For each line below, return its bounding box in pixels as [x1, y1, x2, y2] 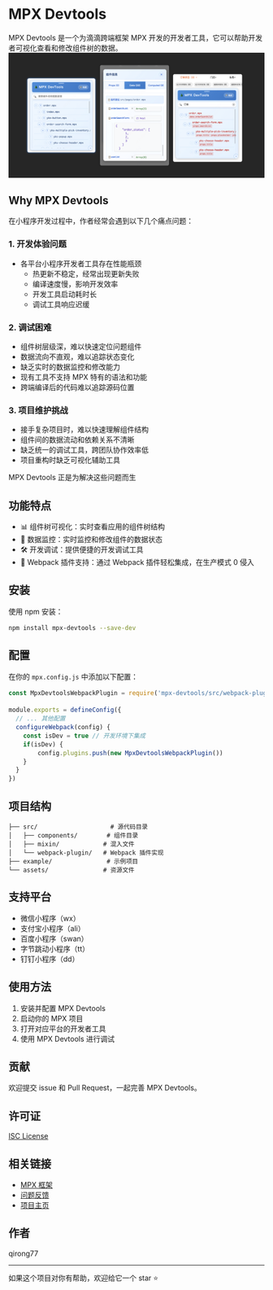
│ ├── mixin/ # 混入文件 [8, 840, 136, 848]
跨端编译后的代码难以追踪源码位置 [19, 382, 135, 391]
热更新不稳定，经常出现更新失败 [32, 269, 140, 278]
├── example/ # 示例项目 [8, 857, 139, 865]
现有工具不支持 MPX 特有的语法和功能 [19, 372, 148, 382]
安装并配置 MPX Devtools [19, 1003, 106, 1013]
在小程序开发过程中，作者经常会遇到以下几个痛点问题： [8, 216, 193, 226]
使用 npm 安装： [8, 606, 63, 616]
